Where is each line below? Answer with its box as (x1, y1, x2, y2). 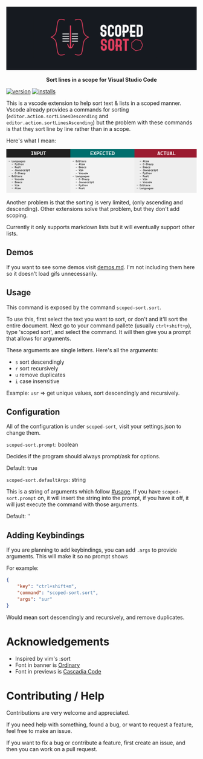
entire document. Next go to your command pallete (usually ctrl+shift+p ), (6, 322, 192, 329)
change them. (6, 429, 41, 436)
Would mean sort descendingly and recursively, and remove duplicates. (6, 614, 185, 621)
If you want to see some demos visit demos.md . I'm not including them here (6, 263, 195, 270)
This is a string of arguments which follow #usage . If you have (6, 488, 161, 495)
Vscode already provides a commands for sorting (6, 106, 129, 113)
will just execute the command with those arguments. (6, 501, 139, 508)
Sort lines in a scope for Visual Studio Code (46, 76, 157, 84)
